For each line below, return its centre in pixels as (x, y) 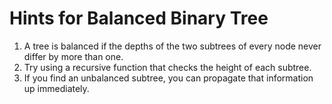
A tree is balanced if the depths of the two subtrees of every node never (172, 46)
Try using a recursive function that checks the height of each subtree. (167, 67)
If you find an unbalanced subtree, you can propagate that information (168, 78)
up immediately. (56, 88)
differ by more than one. (73, 56)
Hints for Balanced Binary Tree (139, 18)
